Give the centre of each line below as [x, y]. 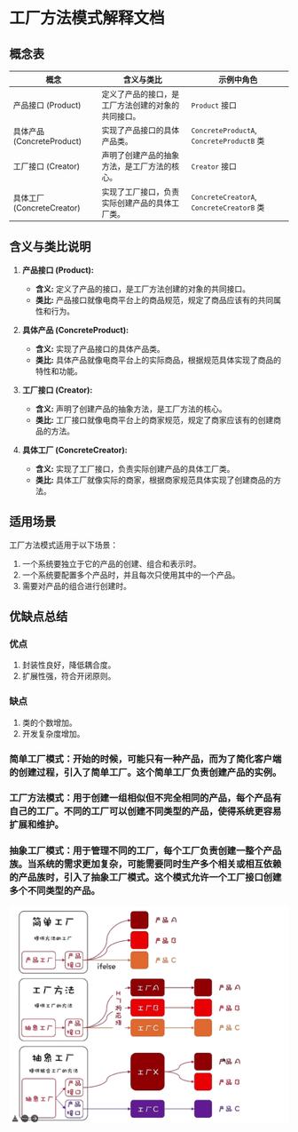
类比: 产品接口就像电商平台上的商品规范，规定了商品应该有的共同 [154, 299]
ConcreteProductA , [224, 130]
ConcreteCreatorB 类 [228, 207]
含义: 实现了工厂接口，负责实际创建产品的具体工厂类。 [135, 468]
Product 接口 [214, 105]
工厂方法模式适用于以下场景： [63, 545]
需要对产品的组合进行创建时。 [76, 586]
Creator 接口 [214, 166]
